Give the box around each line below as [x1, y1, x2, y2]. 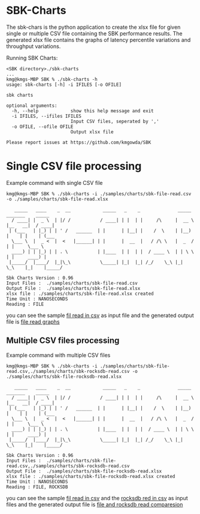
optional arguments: [6, 103, 58, 109]
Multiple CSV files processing [6, 336, 120, 346]
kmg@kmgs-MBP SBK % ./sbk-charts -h [6, 76, 98, 82]
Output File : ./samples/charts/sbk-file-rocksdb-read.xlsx [6, 468, 162, 474]
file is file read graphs [6, 318, 60, 325]
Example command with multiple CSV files [6, 351, 111, 358]
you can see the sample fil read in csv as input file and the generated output [6, 312, 195, 319]
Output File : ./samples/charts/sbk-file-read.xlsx [6, 285, 141, 291]
